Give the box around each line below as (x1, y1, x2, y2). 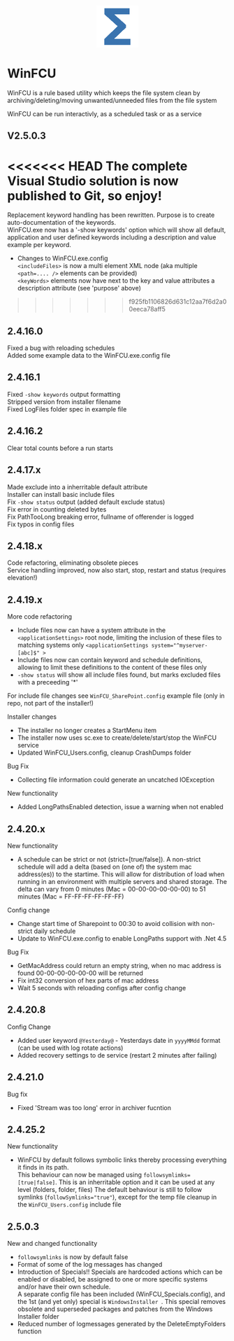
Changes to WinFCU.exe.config (17, 254, 108, 262)
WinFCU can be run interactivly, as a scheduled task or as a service (7, 109, 203, 118)
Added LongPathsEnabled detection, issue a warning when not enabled (17, 803, 224, 811)
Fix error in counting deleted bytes (7, 505, 107, 513)
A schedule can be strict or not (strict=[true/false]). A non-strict (17, 855, 201, 863)
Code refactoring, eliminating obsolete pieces (7, 559, 138, 567)
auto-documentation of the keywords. (7, 218, 117, 227)
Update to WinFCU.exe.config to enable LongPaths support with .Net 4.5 (17, 934, 227, 943)
